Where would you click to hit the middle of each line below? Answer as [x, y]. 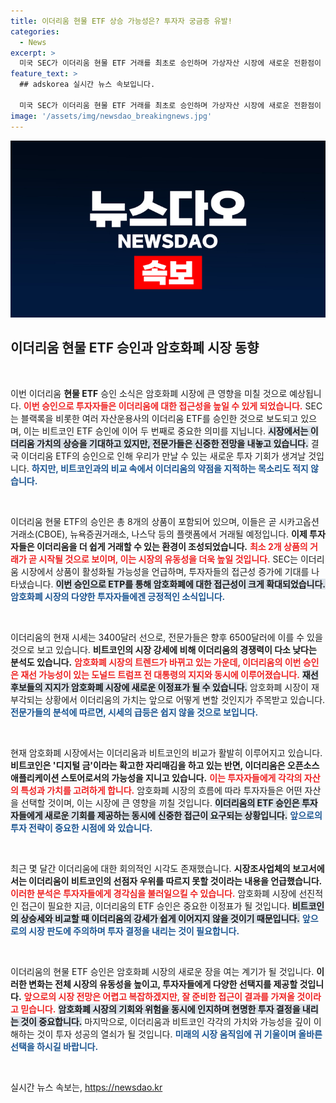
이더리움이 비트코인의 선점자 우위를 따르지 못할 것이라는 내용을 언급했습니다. [175, 881]
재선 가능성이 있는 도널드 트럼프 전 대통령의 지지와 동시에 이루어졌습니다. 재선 [169, 674]
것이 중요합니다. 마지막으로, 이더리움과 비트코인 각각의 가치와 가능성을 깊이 [166, 1021]
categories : [35, 31]
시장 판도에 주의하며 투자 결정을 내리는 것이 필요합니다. [134, 931]
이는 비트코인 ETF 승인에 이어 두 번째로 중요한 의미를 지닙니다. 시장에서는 [166, 431]
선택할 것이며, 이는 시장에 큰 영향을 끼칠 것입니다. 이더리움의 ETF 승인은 [160, 802]
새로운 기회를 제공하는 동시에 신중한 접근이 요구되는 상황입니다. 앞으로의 [183, 815]
